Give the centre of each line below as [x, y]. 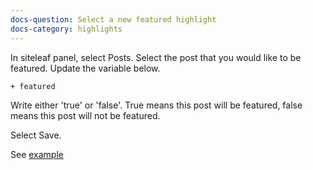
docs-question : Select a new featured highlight [113, 19]
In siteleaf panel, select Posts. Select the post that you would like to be [156, 57]
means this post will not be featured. [85, 115]
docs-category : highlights [66, 29]
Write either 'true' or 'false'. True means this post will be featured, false [156, 105]
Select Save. [36, 135]
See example [37, 154]
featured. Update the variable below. [85, 68]
